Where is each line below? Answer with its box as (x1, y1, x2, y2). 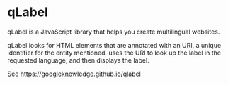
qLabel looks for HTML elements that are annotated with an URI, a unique (7, 41, 222, 49)
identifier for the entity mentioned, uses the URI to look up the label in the (7, 48, 222, 57)
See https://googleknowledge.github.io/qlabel (7, 70, 142, 78)
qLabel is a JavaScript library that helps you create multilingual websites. (7, 27, 220, 36)
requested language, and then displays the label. (7, 55, 150, 64)
